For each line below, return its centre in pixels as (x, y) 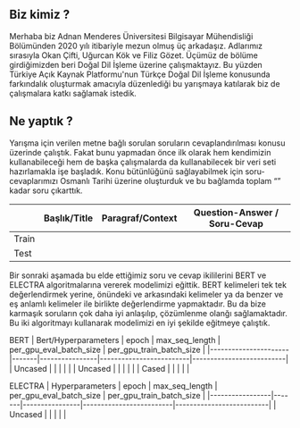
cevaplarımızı (33, 180)
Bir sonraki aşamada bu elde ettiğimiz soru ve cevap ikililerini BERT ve (138, 275)
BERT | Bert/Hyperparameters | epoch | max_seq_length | (115, 340)
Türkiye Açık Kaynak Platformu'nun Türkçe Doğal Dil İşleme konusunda (140, 74)
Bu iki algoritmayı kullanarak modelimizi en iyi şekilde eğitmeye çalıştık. (140, 323)
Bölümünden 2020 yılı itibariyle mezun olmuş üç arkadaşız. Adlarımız (136, 46)
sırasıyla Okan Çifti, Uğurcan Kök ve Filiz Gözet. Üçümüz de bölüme (134, 55)
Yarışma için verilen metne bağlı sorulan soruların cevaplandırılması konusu (147, 143)
